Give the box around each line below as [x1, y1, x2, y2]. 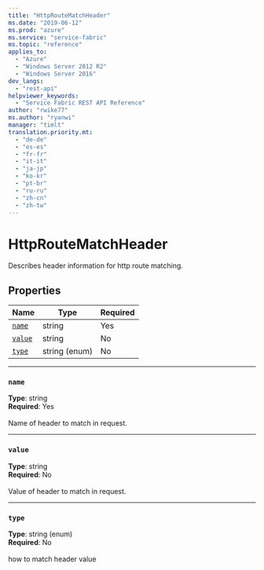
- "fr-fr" [15, 150, 47, 158]
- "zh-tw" [15, 201, 47, 209]
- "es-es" [15, 143, 47, 151]
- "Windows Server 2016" [15, 70, 97, 78]
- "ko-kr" [15, 172, 47, 181]
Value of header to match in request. [8, 486, 126, 495]
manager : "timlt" [8, 121, 65, 129]
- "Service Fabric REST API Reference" [15, 99, 146, 107]
